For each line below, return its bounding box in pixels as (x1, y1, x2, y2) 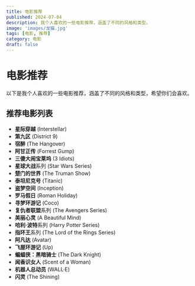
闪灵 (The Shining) (14, 273, 60, 280)
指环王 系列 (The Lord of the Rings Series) (14, 229, 116, 236)
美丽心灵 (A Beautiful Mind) (14, 214, 82, 221)
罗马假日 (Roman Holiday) (14, 191, 78, 199)
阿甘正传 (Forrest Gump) (14, 147, 75, 154)
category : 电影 (6, 36, 42, 42)
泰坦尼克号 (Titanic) (14, 177, 63, 184)
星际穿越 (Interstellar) (14, 125, 67, 132)
